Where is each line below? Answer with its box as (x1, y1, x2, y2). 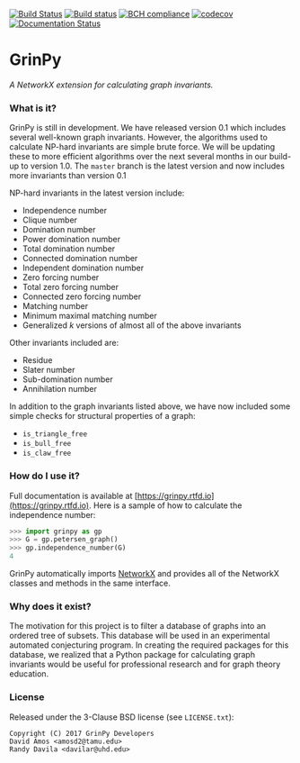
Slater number (22, 365, 75, 376)
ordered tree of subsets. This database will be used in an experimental (9, 631, 270, 641)
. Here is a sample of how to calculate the (88, 500, 243, 511)
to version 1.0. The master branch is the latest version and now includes (21, 160, 286, 171)
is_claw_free (22, 449, 72, 459)
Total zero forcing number (22, 282, 119, 293)
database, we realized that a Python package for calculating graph (9, 649, 256, 660)
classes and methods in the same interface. (9, 577, 171, 589)
